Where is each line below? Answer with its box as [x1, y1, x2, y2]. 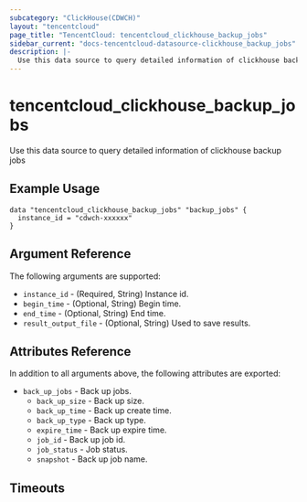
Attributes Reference [9, 344, 132, 359]
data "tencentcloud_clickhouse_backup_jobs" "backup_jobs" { [9, 205, 248, 215]
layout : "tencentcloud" [9, 22, 101, 31]
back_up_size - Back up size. [36, 395, 144, 407]
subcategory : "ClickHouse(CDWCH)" [9, 13, 142, 23]
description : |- [9, 48, 71, 57]
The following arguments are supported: [9, 271, 162, 282]
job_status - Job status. [36, 444, 128, 455]
